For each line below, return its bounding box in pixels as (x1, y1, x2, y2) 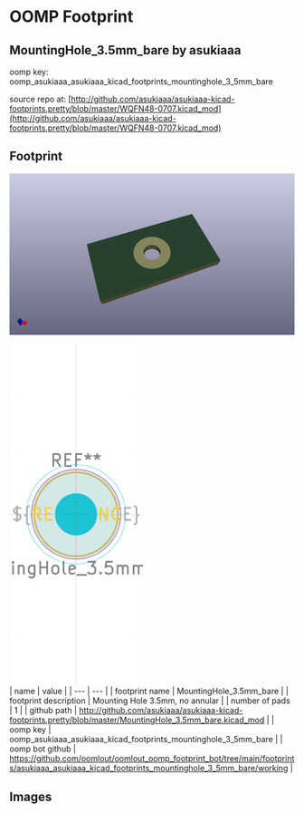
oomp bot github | (9, 743, 77, 754)
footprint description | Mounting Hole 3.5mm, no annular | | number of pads (9, 695, 291, 706)
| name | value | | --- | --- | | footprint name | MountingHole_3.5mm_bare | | (9, 686, 290, 697)
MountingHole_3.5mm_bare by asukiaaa (9, 43, 242, 58)
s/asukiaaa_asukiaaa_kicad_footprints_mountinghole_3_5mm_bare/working (9, 763, 289, 774)
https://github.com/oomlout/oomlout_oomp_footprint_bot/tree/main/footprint (9, 753, 295, 764)
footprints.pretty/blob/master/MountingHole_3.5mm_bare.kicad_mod (9, 714, 265, 726)
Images (9, 789, 52, 804)
